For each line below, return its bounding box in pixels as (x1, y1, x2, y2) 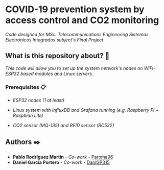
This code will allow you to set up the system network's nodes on (5, 65, 143, 71)
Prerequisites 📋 (5, 83, 46, 90)
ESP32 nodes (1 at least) (12, 97, 65, 103)
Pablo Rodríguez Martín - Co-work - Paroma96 (12, 154, 113, 160)
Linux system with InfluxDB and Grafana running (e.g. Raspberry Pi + (12, 107, 159, 113)
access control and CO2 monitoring (5, 14, 159, 26)
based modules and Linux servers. (20, 70, 93, 77)
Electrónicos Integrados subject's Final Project (5, 37, 104, 43)
